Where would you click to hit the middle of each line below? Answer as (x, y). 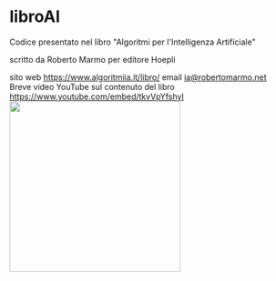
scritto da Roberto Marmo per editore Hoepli (92, 59)
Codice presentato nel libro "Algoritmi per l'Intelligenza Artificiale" (133, 42)
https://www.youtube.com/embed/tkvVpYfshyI (97, 96)
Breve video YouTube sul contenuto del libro (92, 86)
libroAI (35, 17)
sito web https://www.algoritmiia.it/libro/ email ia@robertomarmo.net (138, 77)
